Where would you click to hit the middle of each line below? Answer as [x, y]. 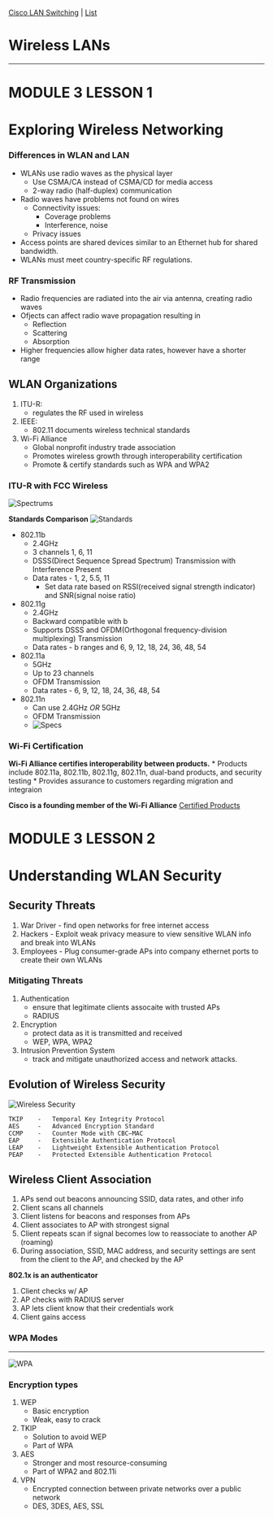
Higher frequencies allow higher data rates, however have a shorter [133, 350]
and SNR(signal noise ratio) [90, 596]
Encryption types [43, 1385]
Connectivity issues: [66, 207]
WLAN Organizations [63, 384]
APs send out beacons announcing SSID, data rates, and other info [132, 1199]
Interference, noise [76, 225]
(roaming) [37, 1242]
